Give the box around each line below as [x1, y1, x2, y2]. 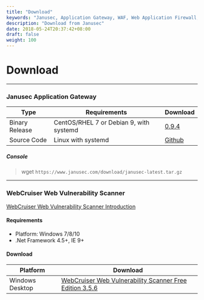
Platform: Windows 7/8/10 [15, 230, 80, 237]
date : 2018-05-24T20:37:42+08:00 [6, 26, 91, 32]
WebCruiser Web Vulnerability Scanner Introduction [6, 203, 136, 210]
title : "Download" [6, 9, 53, 15]
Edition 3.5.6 [61, 284, 98, 292]
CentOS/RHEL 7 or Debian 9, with [53, 118, 150, 127]
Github [165, 136, 184, 145]
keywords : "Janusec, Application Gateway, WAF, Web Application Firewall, [6, 15, 200, 21]
